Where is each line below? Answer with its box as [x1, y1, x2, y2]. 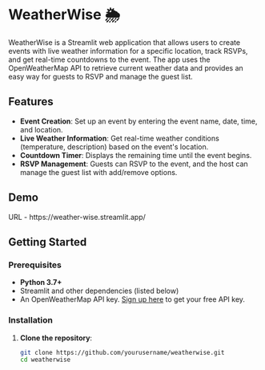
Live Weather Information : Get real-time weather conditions [19, 133, 220, 143]
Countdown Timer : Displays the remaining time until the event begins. [19, 150, 252, 160]
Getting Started [8, 235, 87, 249]
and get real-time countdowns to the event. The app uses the [8, 55, 211, 64]
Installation [8, 315, 54, 326]
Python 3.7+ [19, 278, 62, 287]
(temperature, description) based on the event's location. [19, 141, 209, 152]
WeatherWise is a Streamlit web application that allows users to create [8, 37, 241, 47]
